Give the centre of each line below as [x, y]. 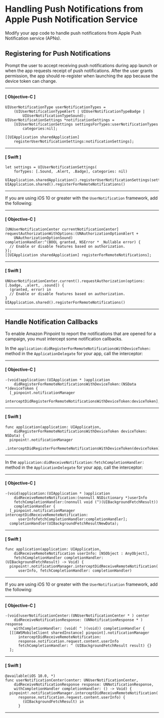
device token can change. [31, 81]
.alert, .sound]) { [44, 285]
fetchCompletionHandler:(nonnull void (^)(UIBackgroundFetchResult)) [86, 502]
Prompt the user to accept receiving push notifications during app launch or [81, 65]
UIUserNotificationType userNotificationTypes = [55, 107]
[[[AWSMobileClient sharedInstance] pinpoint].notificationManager [80, 633]
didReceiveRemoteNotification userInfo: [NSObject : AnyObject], [82, 554]
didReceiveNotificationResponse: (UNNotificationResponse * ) [78, 620]
